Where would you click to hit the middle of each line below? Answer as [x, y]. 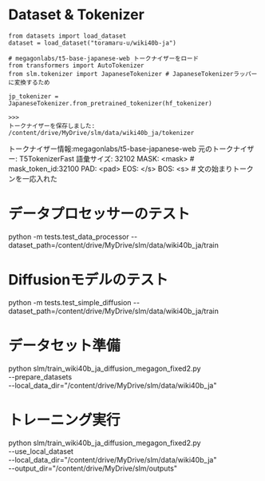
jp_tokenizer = [34, 96]
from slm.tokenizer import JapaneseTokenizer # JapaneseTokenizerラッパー [133, 74]
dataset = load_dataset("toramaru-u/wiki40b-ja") [93, 43]
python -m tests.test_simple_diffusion [70, 302]
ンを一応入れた [33, 178]
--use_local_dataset [41, 451]
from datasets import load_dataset [67, 36]
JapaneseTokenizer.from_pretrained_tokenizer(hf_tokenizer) [111, 103]
